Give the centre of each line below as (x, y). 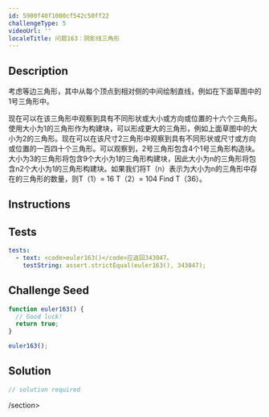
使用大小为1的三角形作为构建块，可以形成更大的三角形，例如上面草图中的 (129, 129)
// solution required (45, 390)
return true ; (37, 324)
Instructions (39, 205)
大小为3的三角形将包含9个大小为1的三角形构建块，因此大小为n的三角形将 (129, 159)
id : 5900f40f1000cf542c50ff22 (59, 16)
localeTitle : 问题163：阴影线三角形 (64, 38)
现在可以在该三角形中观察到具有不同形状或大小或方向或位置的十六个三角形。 (135, 118)
